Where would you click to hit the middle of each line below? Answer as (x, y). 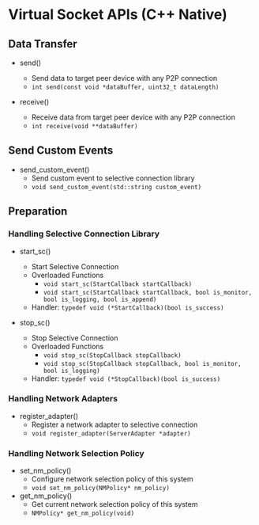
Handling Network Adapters (63, 399)
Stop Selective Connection (75, 337)
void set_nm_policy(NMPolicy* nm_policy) (100, 489)
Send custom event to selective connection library (113, 178)
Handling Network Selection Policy (76, 453)
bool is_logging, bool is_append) (100, 299)
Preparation (38, 211)
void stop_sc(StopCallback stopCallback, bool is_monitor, (143, 363)
